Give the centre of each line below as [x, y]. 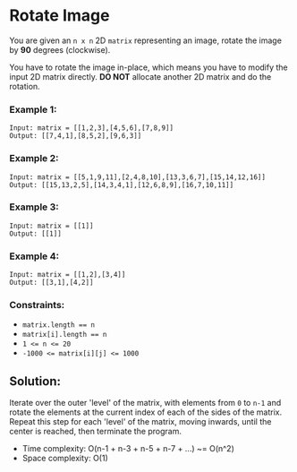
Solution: [35, 381]
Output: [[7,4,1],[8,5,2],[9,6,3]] [76, 136]
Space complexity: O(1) [65, 459]
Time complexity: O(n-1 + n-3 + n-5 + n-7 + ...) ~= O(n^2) [128, 449]
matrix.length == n [59, 325]
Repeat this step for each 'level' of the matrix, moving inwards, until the [140, 422]
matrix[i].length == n [64, 335]
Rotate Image [59, 16]
